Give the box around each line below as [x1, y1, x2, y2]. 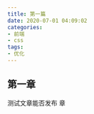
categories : [7, 24, 43, 31]
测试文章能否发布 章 [7, 98, 66, 107]
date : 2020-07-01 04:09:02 [7, 17, 88, 24]
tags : [7, 43, 23, 51]
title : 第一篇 [7, 10, 46, 18]
